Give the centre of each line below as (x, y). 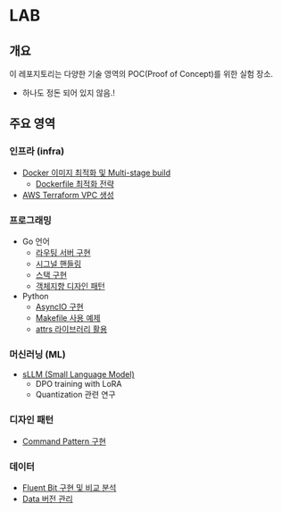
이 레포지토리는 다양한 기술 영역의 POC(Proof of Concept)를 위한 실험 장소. (141, 74)
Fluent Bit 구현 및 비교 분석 (69, 487)
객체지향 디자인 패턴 (70, 286)
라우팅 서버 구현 (63, 252)
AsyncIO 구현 (59, 306)
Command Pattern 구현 (64, 441)
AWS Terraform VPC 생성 (68, 195)
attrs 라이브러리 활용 (71, 329)
